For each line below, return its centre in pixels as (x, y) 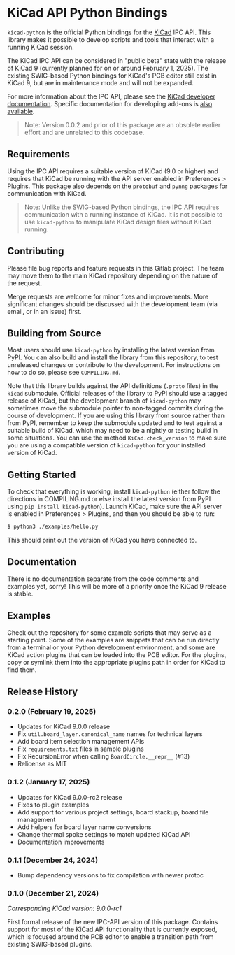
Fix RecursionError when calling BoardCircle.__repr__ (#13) (104, 756)
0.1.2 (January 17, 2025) (49, 782)
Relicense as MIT (42, 764)
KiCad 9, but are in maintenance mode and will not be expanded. (100, 82)
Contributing (36, 251)
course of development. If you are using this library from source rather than (116, 416)
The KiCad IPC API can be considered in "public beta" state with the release (117, 60)
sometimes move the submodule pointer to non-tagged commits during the (115, 408)
